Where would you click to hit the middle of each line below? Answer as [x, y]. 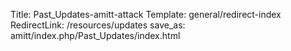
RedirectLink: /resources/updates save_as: [98, 25]
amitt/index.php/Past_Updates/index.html [95, 35]
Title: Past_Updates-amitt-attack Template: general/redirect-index [146, 14]
